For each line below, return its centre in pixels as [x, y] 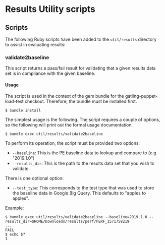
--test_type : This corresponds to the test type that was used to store [83, 187]
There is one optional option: [34, 178]
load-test [14, 101]
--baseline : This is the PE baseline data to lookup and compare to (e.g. [85, 153]
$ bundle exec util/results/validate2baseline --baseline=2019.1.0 [76, 217]
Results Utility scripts [50, 9]
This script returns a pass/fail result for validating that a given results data [81, 68]
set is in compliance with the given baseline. [50, 73]
